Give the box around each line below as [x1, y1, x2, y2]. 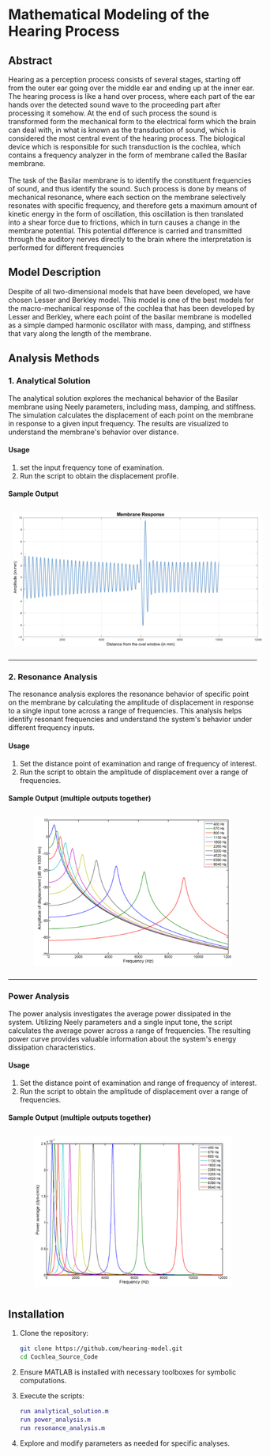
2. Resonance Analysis [8, 671, 98, 682]
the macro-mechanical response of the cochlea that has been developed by [8, 303, 255, 313]
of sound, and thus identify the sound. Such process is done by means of [8, 184, 247, 193]
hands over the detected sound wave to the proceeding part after [8, 100, 221, 109]
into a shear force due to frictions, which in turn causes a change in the [8, 217, 241, 227]
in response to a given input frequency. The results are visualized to [8, 418, 229, 428]
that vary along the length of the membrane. [8, 328, 152, 338]
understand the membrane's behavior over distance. [8, 427, 179, 437]
